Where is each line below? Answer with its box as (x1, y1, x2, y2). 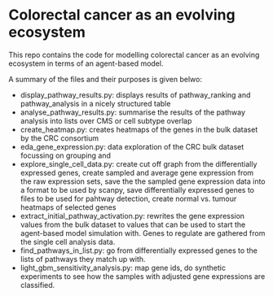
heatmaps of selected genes (20, 202, 117, 212)
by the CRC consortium (20, 133, 99, 143)
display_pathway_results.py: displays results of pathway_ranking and (20, 89, 251, 99)
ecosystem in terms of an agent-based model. (8, 59, 164, 68)
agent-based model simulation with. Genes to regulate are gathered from (20, 228, 266, 237)
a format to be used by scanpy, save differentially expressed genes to (20, 185, 255, 194)
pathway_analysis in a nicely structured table (20, 98, 171, 108)
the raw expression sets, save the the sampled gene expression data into (20, 176, 266, 186)
